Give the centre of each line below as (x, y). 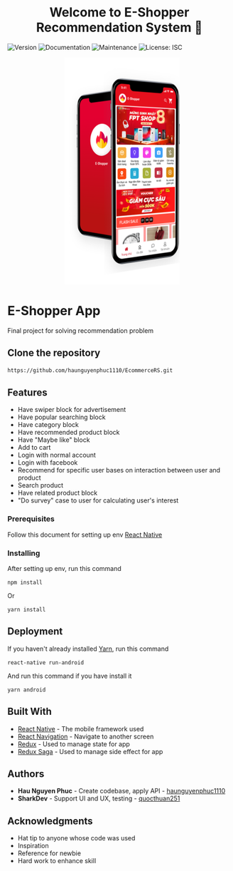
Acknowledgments (50, 821)
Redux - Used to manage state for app (74, 744)
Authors (26, 774)
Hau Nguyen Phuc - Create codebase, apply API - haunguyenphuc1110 (121, 791)
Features (27, 392)
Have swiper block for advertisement (72, 410)
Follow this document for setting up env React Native (85, 535)
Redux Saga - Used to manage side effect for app (90, 751)
